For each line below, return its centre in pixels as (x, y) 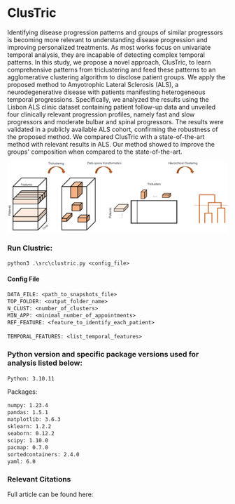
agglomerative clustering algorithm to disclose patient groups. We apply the (116, 77)
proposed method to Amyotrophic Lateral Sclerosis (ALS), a (93, 84)
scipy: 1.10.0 (28, 440)
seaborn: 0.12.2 (31, 433)
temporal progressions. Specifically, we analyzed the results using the (108, 99)
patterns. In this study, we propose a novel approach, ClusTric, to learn (109, 62)
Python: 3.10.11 (31, 378)
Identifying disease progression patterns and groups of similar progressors (115, 32)
